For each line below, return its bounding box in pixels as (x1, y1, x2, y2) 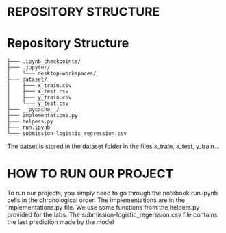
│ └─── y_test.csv (7, 100, 69, 107)
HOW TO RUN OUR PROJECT (7, 166, 174, 182)
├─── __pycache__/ (7, 106, 60, 113)
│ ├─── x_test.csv (7, 88, 69, 95)
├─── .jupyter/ (7, 64, 51, 71)
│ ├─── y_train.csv (7, 94, 72, 101)
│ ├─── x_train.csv (7, 82, 72, 89)
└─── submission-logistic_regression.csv (7, 130, 127, 137)
